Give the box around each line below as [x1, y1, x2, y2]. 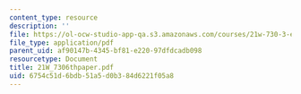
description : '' [9, 21, 70, 30]
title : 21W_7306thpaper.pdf [9, 64, 115, 73]
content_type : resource [9, 13, 99, 22]
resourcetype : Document [9, 55, 99, 64]
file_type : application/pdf [9, 38, 115, 47]
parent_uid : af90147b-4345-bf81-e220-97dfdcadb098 [9, 47, 202, 56]
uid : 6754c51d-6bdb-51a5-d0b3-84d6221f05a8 [9, 72, 175, 81]
